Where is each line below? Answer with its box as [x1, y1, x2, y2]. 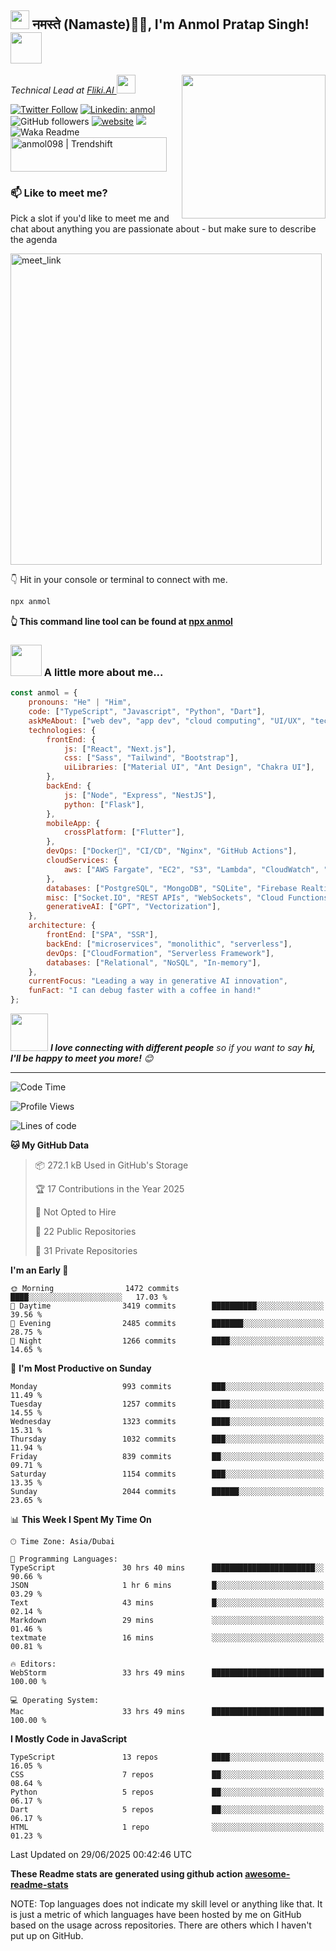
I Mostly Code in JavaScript [10, 1733, 128, 1745]
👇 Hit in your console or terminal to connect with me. [10, 574, 228, 586]
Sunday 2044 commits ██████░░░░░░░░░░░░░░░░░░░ [10, 1487, 325, 1497]
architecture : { [28, 921, 97, 931]
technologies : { [28, 725, 97, 735]
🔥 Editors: [10, 1659, 57, 1670]
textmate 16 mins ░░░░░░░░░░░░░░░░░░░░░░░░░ [10, 1633, 325, 1643]
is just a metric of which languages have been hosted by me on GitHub [10, 1909, 302, 1921]
